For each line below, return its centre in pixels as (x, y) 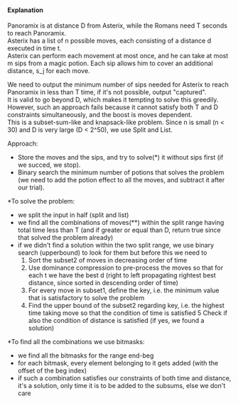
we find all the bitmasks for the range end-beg (86, 355)
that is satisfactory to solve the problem (86, 298)
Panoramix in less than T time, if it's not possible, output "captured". (107, 92)
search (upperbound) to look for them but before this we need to (112, 253)
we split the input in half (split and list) (73, 215)
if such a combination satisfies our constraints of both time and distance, (124, 378)
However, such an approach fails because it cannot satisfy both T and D (113, 107)
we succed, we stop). (49, 165)
